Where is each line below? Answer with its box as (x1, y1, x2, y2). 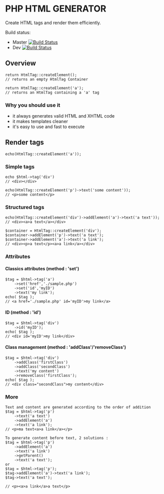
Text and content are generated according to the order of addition (5, 405, 151, 410)
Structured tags (5, 204, 44, 211)
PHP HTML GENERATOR (5, 3, 106, 15)
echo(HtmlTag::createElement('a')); (5, 151, 81, 156)
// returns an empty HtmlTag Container (5, 76, 88, 82)
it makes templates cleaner (12, 119, 68, 125)
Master (12, 39, 27, 45)
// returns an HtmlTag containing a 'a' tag (5, 90, 99, 95)
